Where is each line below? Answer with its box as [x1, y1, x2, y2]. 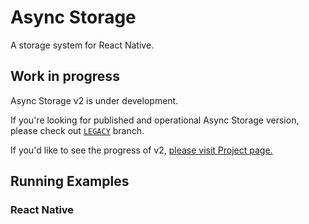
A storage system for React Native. [10, 39, 155, 51]
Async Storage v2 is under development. [10, 94, 179, 106]
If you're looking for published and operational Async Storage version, [10, 114, 300, 126]
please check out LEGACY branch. [10, 124, 145, 136]
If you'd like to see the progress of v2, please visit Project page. [10, 144, 273, 156]
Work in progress [10, 68, 120, 85]
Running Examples [10, 173, 130, 190]
